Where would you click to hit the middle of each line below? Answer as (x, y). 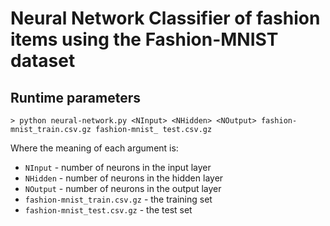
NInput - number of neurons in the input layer (118, 167)
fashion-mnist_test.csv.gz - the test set (108, 210)
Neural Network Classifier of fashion (165, 18)
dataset (43, 61)
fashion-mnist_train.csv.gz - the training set (118, 199)
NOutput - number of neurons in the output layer (123, 188)
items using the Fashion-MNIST (144, 39)
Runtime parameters (76, 97)
